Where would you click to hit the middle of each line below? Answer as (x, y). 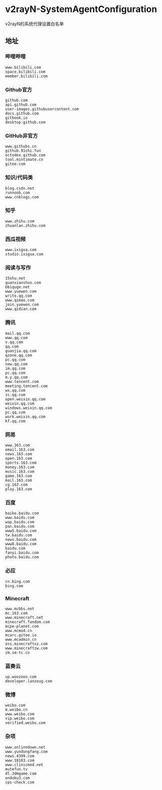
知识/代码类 (19, 177)
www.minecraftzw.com (27, 648)
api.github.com (21, 105)
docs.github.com (22, 113)
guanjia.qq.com (21, 351)
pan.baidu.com (20, 527)
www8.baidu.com (21, 544)
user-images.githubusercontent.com (42, 109)
